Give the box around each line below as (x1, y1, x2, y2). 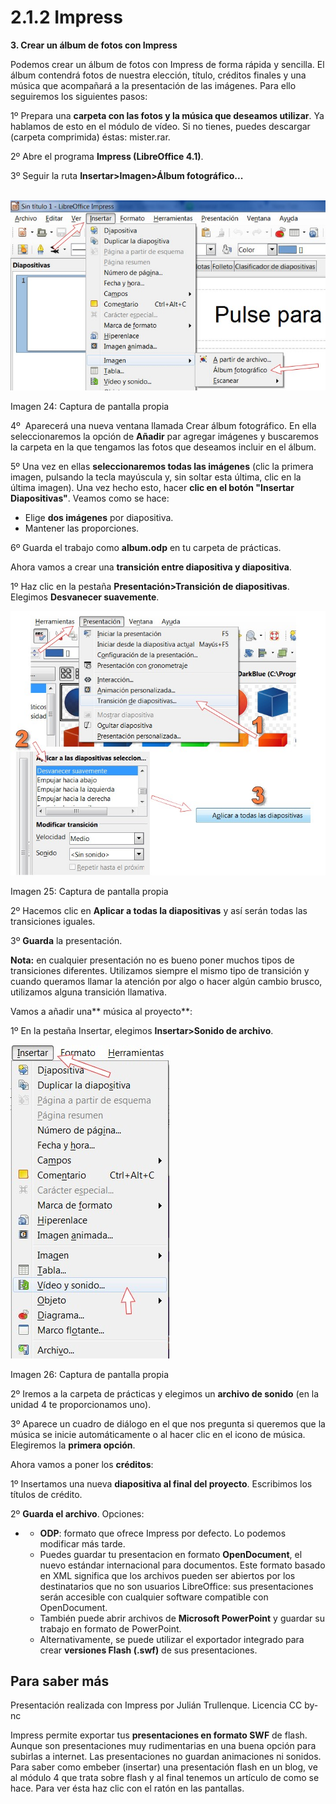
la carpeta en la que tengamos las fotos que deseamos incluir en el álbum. (10, 441, 317, 453)
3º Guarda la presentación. (10, 934, 123, 946)
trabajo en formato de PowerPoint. (39, 1622, 182, 1635)
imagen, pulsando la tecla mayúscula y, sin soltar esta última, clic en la (10, 471, 302, 483)
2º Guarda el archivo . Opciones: (10, 1507, 145, 1520)
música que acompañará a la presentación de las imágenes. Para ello (10, 79, 297, 91)
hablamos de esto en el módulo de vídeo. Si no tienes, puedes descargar (10, 120, 311, 132)
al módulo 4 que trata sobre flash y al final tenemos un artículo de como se (10, 1772, 320, 1784)
